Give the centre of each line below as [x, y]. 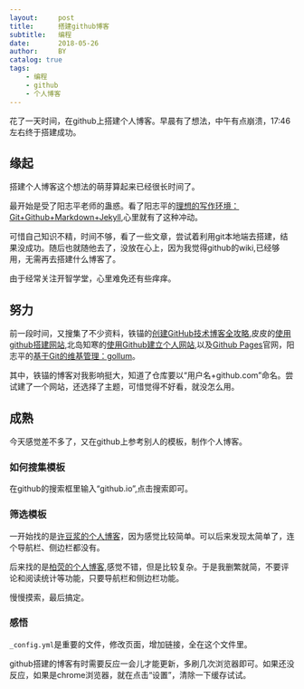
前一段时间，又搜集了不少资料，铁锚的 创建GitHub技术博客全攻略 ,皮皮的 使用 [150, 334]
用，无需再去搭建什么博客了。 [65, 259]
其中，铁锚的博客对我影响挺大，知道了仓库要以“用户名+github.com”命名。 [147, 375]
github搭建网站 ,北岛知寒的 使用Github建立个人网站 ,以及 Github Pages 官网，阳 [152, 344]
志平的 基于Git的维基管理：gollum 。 [75, 356]
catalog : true [36, 60]
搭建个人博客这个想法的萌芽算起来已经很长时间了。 [104, 187]
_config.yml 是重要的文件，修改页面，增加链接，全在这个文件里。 [131, 644]
